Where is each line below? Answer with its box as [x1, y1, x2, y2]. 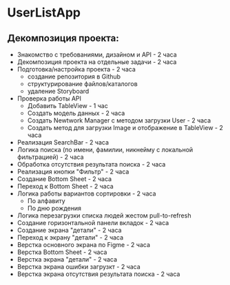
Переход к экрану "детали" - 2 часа [17, 233, 124, 242]
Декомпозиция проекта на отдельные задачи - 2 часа [17, 58, 177, 66]
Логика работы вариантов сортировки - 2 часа [17, 189, 156, 198]
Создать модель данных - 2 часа [27, 109, 125, 117]
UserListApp [7, 5, 81, 21]
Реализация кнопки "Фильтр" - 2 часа [17, 167, 129, 176]
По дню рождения [27, 204, 81, 212]
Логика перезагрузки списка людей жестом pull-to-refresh [17, 211, 191, 220]
